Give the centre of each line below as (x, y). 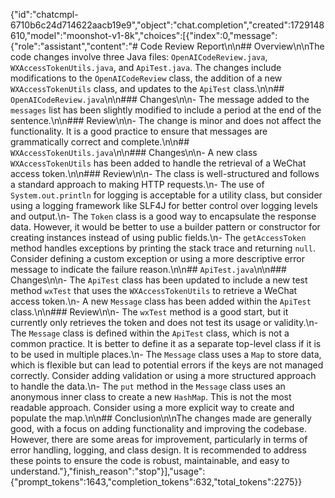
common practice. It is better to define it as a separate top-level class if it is (166, 343)
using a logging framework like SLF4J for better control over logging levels (164, 205)
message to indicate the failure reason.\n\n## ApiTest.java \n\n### (148, 269)
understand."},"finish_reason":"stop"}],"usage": (108, 471)
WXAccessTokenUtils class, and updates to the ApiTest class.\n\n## (147, 88)
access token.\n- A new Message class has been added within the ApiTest (161, 301)
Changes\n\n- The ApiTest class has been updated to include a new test (159, 280)
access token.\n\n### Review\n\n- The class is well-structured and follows (165, 173)
